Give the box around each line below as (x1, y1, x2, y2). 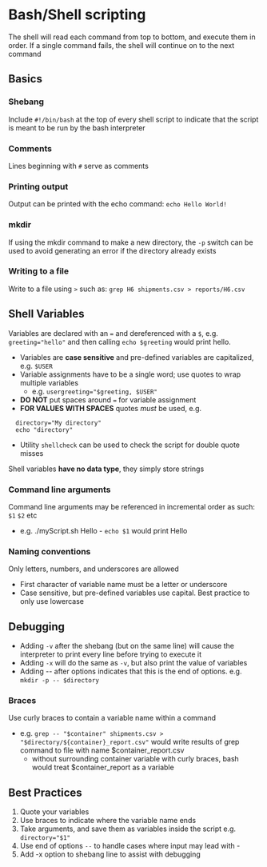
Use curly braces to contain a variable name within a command (8, 713, 217, 723)
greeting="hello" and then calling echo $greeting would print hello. (8, 337, 232, 346)
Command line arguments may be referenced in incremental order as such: (8, 501, 256, 511)
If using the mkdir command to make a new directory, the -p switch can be (8, 238, 253, 247)
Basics (8, 72, 42, 86)
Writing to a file (8, 266, 70, 277)
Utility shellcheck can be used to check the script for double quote (19, 440, 240, 449)
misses (19, 448, 44, 457)
